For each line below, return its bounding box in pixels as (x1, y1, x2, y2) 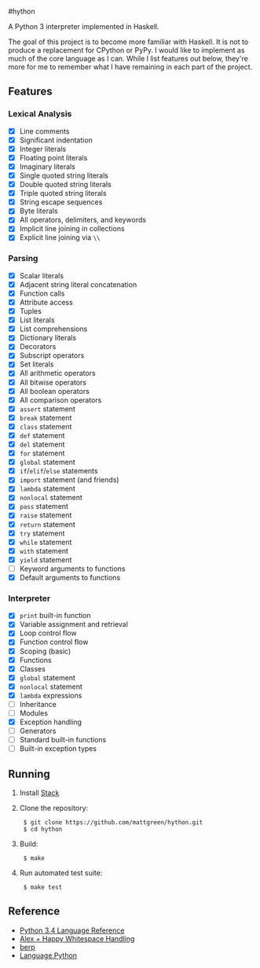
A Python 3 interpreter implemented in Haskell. (8, 22, 159, 31)
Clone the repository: (19, 804, 89, 813)
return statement (19, 519, 76, 529)
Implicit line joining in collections (19, 224, 125, 234)
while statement (19, 537, 72, 547)
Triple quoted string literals (19, 189, 108, 198)
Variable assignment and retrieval (19, 620, 128, 629)
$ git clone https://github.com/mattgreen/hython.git (23, 819, 203, 826)
